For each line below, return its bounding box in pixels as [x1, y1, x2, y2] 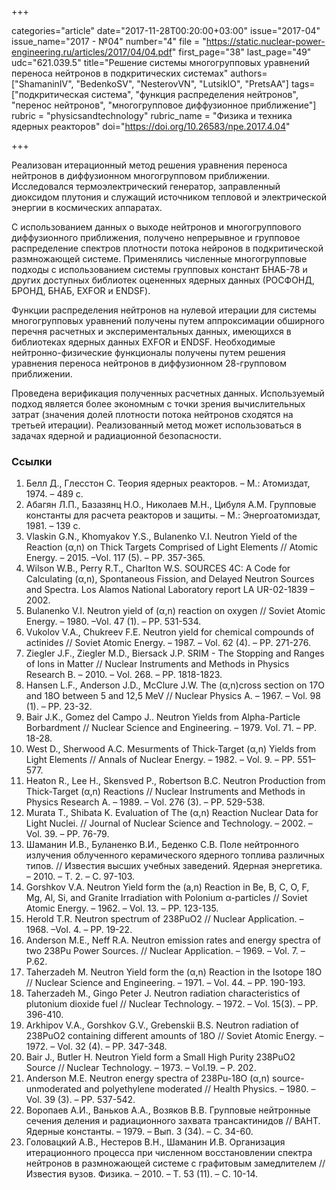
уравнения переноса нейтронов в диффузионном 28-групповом [11, 357, 288, 369]
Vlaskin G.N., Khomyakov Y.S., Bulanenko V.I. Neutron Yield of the [25, 531, 298, 543]
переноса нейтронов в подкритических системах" [11, 67, 229, 79]
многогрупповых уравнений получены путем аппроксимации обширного [11, 315, 325, 326]
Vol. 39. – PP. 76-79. [25, 828, 110, 840]
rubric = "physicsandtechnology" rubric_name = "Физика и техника [11, 110, 293, 121]
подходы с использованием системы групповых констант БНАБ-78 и [11, 264, 308, 275]
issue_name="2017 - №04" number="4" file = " [11, 36, 207, 47]
